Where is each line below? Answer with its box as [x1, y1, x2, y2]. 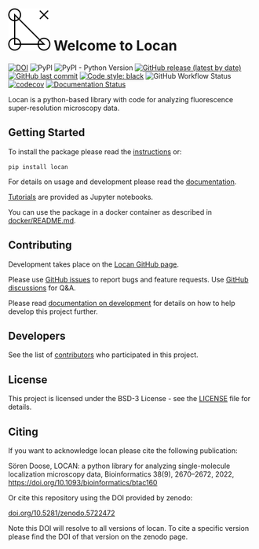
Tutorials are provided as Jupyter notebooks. [8, 192, 154, 201]
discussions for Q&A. [8, 283, 76, 293]
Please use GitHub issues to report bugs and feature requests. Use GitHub [8, 274, 249, 284]
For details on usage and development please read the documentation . [8, 177, 237, 186]
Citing [8, 425, 38, 438]
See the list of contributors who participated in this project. [8, 350, 199, 359]
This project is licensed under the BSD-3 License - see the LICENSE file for [8, 394, 251, 403]
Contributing [8, 238, 72, 252]
